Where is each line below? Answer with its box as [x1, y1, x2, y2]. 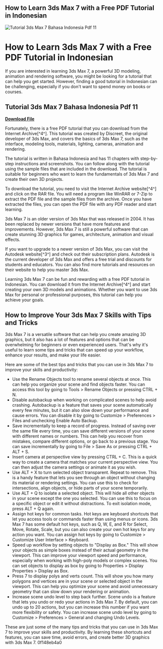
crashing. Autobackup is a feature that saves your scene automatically [12, 402, 153, 408]
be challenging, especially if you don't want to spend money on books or [5, 83, 151, 89]
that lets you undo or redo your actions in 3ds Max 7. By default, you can [12, 599, 158, 605]
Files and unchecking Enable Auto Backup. [12, 418, 98, 424]
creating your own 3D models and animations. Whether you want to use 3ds [5, 286, 158, 292]
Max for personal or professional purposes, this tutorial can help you [5, 292, 143, 297]
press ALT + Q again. [12, 506, 54, 511]
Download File [5, 116, 35, 121]
